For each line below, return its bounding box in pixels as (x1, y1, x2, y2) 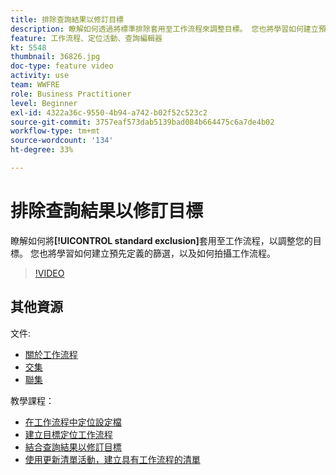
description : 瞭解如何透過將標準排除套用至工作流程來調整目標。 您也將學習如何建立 (10, 24, 319, 34)
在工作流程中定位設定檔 (24, 416, 122, 428)
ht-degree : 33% (10, 145, 74, 155)
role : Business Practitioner (10, 89, 132, 99)
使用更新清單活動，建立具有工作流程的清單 (24, 453, 201, 465)
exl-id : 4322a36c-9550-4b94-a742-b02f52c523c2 (10, 107, 208, 118)
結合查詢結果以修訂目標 (24, 441, 122, 453)
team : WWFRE (10, 80, 60, 90)
